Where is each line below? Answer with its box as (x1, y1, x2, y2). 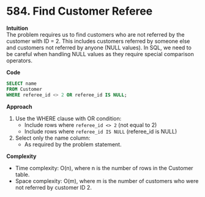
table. (15, 171, 30, 178)
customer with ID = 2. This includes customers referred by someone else (6, 37, 190, 45)
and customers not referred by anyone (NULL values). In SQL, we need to (6, 44, 192, 51)
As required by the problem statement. (24, 140, 122, 148)
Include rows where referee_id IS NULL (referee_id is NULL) (24, 127, 177, 135)
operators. (6, 57, 32, 64)
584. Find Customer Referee (6, 4, 153, 18)
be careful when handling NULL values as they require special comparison (6, 50, 194, 57)
